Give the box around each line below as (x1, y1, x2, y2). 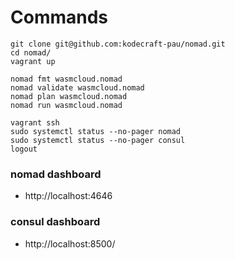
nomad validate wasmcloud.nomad (10, 82, 145, 93)
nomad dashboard (10, 167, 102, 181)
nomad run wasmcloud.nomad (10, 100, 123, 110)
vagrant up (10, 56, 56, 66)
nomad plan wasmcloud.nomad (10, 91, 128, 101)
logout (10, 144, 38, 154)
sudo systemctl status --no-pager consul (10, 135, 186, 145)
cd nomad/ (10, 47, 52, 58)
